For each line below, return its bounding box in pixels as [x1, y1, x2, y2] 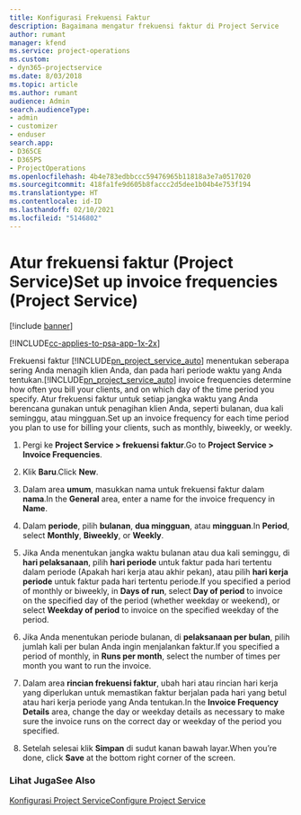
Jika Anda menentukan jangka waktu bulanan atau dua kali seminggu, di [22, 547, 290, 558]
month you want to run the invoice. [22, 660, 152, 670]
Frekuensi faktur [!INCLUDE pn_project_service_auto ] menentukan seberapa [9, 355, 289, 366]
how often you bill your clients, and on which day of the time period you [9, 384, 275, 394]
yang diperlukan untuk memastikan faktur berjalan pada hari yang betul [22, 687, 288, 697]
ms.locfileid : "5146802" [9, 213, 102, 223]
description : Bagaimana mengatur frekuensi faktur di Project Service [9, 22, 279, 31]
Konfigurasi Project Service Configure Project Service [9, 794, 207, 805]
